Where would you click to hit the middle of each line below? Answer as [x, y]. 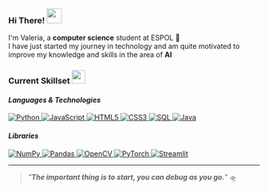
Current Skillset [39, 81]
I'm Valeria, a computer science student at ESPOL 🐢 [95, 38]
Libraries [24, 136]
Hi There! [27, 20]
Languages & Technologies [55, 100]
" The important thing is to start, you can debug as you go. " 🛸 [132, 177]
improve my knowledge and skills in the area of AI [90, 55]
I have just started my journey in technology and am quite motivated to [124, 46]
